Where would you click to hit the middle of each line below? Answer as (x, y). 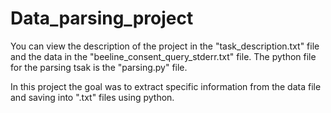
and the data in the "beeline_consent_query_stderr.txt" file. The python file (163, 56)
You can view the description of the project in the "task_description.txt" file (165, 46)
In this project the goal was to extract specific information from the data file (166, 86)
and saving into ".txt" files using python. (92, 97)
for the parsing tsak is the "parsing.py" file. (99, 67)
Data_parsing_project (102, 18)
